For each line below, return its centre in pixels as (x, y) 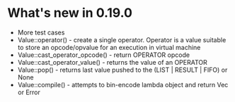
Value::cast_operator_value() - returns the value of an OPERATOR (112, 62)
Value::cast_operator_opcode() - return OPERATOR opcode (103, 55)
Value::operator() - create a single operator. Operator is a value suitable (122, 39)
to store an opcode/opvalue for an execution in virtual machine (109, 47)
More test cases (41, 32)
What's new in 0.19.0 (70, 13)
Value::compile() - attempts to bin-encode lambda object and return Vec (123, 84)
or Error (29, 92)
